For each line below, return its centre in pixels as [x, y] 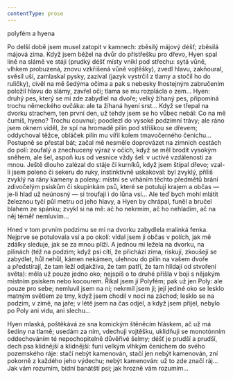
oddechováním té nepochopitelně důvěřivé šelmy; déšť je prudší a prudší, [112, 338]
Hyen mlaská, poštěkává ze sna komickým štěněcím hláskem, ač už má [109, 324]
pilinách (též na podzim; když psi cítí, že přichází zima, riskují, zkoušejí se [112, 252]
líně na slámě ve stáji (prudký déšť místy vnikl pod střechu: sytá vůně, [107, 61]
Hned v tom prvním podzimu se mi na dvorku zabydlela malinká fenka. [107, 229]
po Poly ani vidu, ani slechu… [49, 310]
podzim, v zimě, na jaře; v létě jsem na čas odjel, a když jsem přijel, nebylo [114, 303]
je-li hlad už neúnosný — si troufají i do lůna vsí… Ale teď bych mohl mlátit [113, 194]
